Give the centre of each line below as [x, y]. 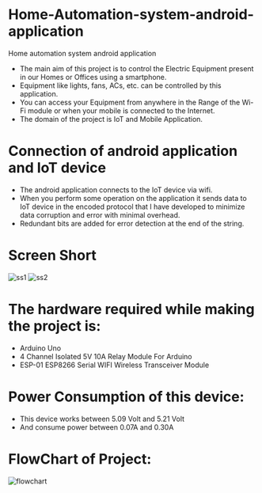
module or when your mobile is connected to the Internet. [121, 110]
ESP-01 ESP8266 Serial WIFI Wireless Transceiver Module [114, 365]
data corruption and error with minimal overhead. [100, 214]
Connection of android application [123, 151]
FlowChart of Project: [80, 459]
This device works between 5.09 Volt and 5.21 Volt [102, 419]
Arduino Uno [40, 348]
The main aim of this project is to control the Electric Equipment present [137, 68]
